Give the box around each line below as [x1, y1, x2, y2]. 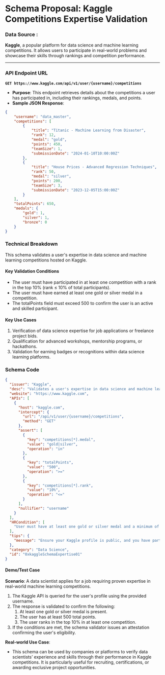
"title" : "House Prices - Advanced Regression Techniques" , [31, 165, 157, 170]
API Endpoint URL [5, 70, 48, 76]
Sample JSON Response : [12, 100, 64, 106]
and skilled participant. [12, 305, 59, 311]
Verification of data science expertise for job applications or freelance [12, 328, 154, 334]
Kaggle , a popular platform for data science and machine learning [5, 42, 138, 48]
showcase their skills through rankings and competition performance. [5, 53, 146, 59]
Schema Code [5, 366, 39, 373]
